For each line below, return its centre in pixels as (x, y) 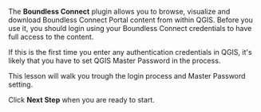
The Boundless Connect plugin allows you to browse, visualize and (119, 12)
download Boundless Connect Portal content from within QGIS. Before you (131, 20)
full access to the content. (51, 37)
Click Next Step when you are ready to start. (82, 100)
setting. (21, 84)
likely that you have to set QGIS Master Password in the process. (115, 60)
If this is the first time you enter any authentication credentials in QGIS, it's (130, 52)
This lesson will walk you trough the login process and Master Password (127, 76)
